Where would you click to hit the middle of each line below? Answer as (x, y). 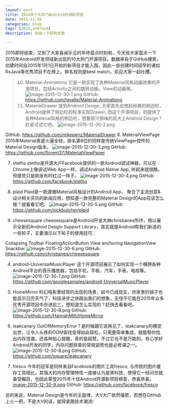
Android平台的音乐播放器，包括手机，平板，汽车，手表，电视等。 (80, 271)
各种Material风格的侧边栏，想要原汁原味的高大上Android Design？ (94, 118)
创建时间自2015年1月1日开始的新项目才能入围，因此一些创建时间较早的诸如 (83, 65)
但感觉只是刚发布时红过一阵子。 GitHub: (83, 176)
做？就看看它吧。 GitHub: (68, 204)
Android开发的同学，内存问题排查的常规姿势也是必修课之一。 (76, 345)
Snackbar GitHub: (53, 248)
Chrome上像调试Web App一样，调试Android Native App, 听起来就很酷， (87, 169)
